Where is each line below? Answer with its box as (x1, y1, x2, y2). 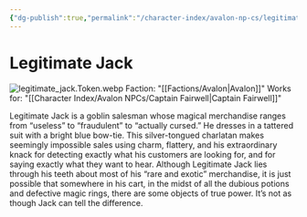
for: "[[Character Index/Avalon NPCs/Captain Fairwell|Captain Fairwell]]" (9, 92, 282, 103)
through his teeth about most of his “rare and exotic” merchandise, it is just (9, 168, 291, 179)
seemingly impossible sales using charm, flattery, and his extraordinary (9, 139, 278, 150)
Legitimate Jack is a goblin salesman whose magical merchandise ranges (9, 110, 286, 121)
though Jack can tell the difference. (9, 197, 143, 208)
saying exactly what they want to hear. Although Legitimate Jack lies (9, 159, 268, 170)
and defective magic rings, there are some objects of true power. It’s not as (9, 188, 292, 199)
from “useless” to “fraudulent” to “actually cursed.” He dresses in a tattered (9, 119, 294, 130)
